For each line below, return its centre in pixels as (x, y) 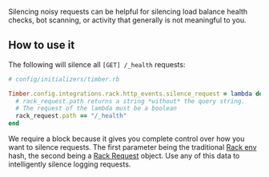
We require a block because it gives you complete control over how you (126, 139)
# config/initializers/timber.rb (64, 79)
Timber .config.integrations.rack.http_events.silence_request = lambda (130, 94)
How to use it (42, 45)
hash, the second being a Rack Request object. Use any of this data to (124, 156)
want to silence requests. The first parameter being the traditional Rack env (133, 147)
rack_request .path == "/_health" (71, 116)
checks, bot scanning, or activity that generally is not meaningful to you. (127, 20)
